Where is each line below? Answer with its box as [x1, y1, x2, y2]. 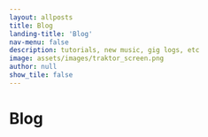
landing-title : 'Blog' [9, 29, 93, 38]
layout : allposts [9, 12, 73, 22]
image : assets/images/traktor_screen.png [9, 54, 165, 63]
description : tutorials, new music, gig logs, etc [9, 46, 200, 55]
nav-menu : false [9, 37, 69, 47]
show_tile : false [9, 71, 73, 80]
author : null [9, 63, 58, 72]
